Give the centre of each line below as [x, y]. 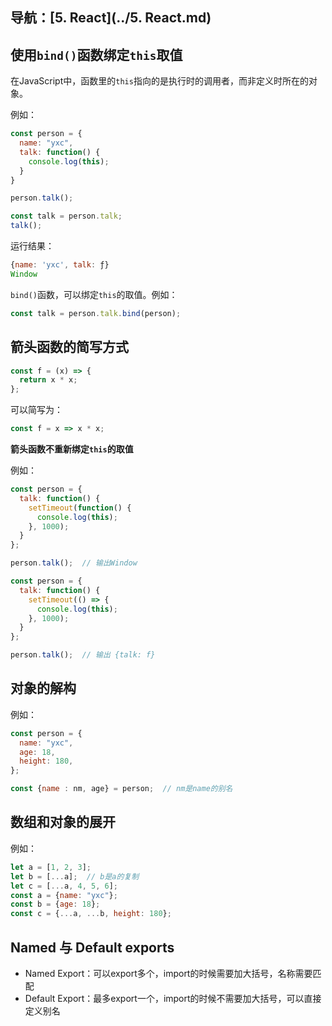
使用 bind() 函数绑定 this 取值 [96, 54]
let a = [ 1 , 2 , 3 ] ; [51, 867]
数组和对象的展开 [63, 822]
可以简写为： [36, 410]
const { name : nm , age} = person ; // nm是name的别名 [121, 789]
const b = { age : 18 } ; [55, 904]
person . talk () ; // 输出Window [74, 563]
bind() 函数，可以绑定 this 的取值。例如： [94, 294]
